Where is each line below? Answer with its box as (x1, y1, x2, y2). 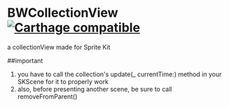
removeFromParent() (17, 92, 78, 101)
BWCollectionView (7, 5, 118, 21)
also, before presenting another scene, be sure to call (17, 85, 172, 93)
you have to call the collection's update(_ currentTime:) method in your (17, 70, 222, 78)
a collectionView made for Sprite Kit (7, 43, 111, 51)
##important (7, 56, 43, 64)
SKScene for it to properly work (17, 77, 109, 85)
